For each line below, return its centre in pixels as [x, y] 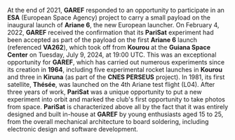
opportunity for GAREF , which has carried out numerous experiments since [116, 62]
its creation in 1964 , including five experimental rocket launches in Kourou [115, 70]
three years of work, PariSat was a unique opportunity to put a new [105, 92]
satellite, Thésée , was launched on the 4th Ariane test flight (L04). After [111, 84]
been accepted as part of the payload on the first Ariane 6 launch [102, 40]
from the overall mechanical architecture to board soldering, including [108, 121]
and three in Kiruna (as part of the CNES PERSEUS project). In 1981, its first [116, 77]
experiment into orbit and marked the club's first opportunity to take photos [116, 99]
